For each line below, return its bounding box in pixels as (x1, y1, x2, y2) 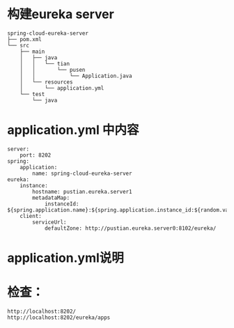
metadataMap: (32, 194, 70, 201)
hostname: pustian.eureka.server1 (32, 188, 132, 195)
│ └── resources (19, 78, 73, 86)
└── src (7, 42, 30, 49)
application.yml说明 (7, 250, 124, 266)
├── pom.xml (7, 36, 42, 42)
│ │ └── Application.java (19, 72, 132, 79)
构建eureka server (7, 6, 115, 22)
